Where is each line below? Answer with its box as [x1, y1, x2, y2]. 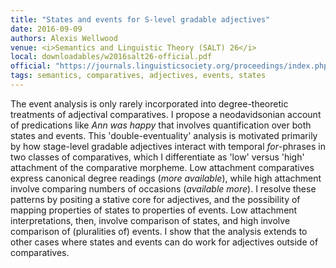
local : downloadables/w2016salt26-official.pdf [10, 52, 213, 62]
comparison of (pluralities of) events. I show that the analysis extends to [10, 225, 308, 237]
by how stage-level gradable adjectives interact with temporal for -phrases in [10, 140, 326, 152]
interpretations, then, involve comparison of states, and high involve [10, 214, 291, 226]
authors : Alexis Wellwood [10, 33, 118, 43]
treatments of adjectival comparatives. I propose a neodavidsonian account [10, 108, 322, 120]
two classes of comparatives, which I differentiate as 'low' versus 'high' [10, 151, 305, 163]
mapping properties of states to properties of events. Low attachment [10, 204, 298, 216]
